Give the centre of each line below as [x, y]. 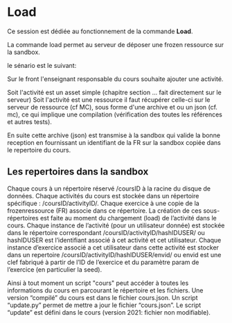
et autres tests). [29, 121]
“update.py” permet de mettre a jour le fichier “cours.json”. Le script [104, 305]
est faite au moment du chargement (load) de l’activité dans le [128, 218]
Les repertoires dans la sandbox [78, 172]
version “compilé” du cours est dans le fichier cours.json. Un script [102, 297]
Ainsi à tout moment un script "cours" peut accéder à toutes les [98, 283]
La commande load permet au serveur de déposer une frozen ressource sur [116, 44]
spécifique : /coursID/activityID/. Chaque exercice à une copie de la [103, 203]
